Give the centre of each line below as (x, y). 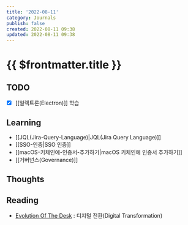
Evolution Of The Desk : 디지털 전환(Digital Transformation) (89, 216)
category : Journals (31, 18)
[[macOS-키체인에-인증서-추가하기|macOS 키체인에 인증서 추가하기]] (99, 152)
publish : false (26, 23)
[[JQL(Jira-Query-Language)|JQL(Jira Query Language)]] (88, 137)
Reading (22, 200)
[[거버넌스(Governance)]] (47, 160)
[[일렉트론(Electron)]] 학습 (47, 103)
